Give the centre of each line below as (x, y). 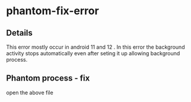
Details (19, 33)
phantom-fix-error (52, 11)
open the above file (30, 93)
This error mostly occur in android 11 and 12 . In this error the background (95, 47)
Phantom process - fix (48, 78)
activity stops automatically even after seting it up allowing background (93, 53)
